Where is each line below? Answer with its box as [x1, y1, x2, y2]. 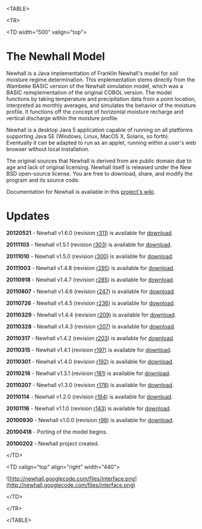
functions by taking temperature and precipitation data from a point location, [6, 95, 196, 102]
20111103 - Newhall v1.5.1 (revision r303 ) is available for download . [6, 241, 172, 248]
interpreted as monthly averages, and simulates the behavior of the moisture [6, 101, 197, 109]
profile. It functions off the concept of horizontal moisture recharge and [6, 108, 184, 115]
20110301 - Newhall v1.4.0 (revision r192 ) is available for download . [6, 357, 174, 365]
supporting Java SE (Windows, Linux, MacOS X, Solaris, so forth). [6, 132, 170, 139]
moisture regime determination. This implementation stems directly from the [6, 75, 195, 83]
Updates [6, 210, 50, 223]
